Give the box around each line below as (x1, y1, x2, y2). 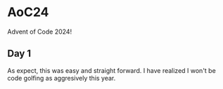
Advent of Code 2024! (7, 27, 72, 36)
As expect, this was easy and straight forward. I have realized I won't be (7, 66, 216, 74)
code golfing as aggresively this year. (7, 74, 116, 82)
